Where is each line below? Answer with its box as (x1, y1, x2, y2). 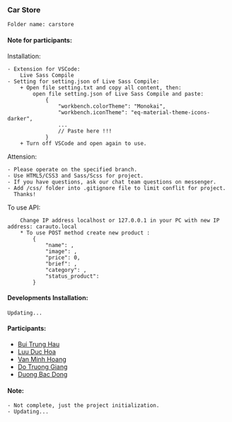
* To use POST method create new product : (20, 229, 151, 236)
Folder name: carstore (7, 21, 74, 28)
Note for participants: (7, 35, 73, 44)
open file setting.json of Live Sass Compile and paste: (33, 90, 204, 97)
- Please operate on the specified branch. (7, 166, 138, 173)
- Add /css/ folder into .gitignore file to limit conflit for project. (7, 184, 226, 192)
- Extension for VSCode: (7, 65, 81, 72)
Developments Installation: (7, 294, 88, 302)
